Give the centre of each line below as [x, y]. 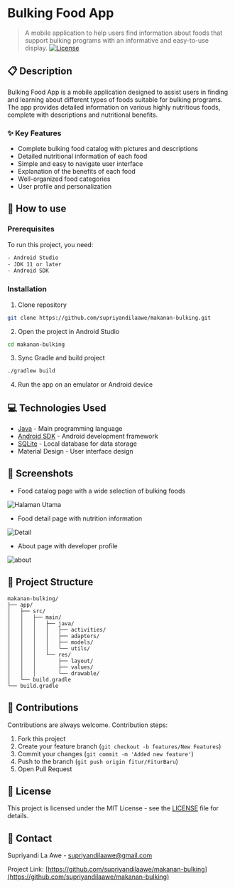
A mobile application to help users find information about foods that [124, 33]
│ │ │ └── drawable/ [54, 673]
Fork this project [42, 738]
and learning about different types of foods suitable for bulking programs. [115, 99]
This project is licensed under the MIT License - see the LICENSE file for [113, 808]
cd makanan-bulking [36, 344]
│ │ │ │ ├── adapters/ [54, 636]
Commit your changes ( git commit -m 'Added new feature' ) [105, 753]
